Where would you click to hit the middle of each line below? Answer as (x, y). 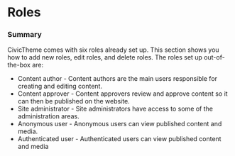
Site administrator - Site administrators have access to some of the (115, 109)
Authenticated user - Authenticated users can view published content (119, 139)
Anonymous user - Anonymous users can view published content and (120, 124)
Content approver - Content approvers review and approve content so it (123, 94)
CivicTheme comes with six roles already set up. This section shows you (113, 50)
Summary (25, 35)
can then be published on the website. (73, 101)
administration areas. (48, 116)
